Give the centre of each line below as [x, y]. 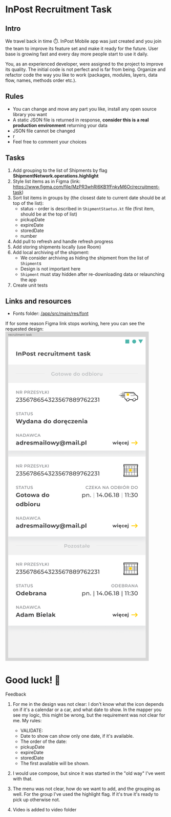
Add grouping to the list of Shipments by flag [60, 170]
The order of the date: [44, 741]
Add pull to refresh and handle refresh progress [63, 241]
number [29, 236]
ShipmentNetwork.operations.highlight [56, 175]
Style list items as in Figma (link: [47, 181]
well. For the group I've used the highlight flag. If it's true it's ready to [85, 794]
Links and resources [38, 301]
